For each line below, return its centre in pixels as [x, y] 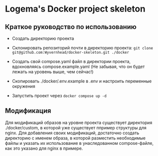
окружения [23, 86]
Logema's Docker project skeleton [75, 9]
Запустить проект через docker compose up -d [59, 96]
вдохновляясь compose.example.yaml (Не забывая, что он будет [78, 67]
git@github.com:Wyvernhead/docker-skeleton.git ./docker [71, 52]
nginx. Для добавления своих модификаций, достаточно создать [72, 133]
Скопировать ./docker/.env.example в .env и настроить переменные [82, 81]
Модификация [28, 111]
